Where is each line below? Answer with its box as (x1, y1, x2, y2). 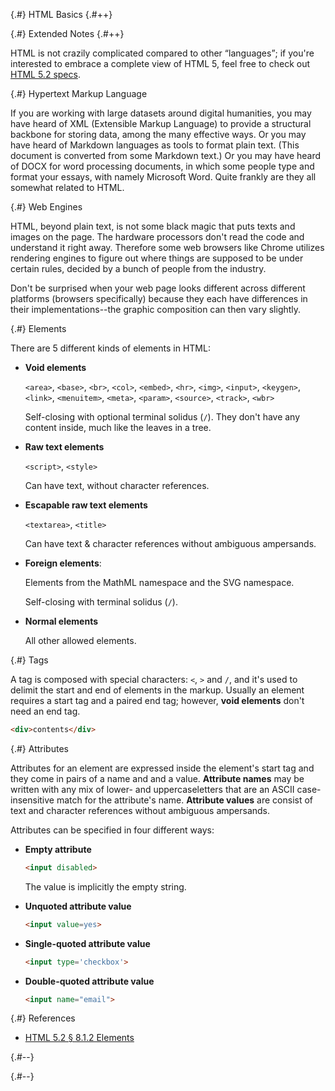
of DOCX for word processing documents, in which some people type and (10, 160, 315, 172)
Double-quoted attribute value (24, 975, 155, 987)
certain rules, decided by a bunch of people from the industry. (10, 263, 267, 274)
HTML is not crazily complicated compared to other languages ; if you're (10, 47, 315, 59)
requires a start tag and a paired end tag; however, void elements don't (10, 695, 305, 706)
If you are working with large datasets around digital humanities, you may (10, 107, 312, 119)
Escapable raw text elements (24, 499, 148, 511)
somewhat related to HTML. (10, 182, 125, 193)
